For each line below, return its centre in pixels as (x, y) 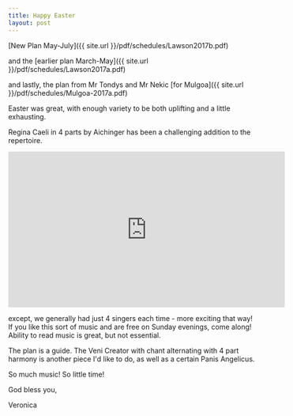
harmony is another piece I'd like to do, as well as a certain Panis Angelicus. (131, 359)
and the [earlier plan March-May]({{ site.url (78, 61)
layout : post (30, 23)
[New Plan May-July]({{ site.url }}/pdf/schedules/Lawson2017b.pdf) (118, 45)
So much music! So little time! (56, 374)
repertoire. (25, 140)
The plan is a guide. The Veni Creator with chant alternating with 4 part (124, 350)
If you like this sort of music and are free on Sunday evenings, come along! (130, 327)
